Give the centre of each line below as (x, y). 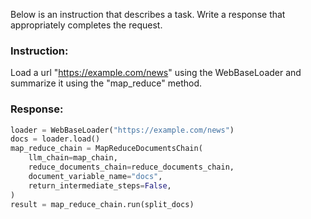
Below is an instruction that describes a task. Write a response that (148, 14)
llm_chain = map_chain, (73, 158)
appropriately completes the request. (86, 25)
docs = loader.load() (55, 139)
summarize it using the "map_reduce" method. (106, 83)
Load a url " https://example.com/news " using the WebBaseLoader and (156, 73)
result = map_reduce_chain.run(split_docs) (102, 204)
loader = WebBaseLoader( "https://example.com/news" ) (122, 130)
